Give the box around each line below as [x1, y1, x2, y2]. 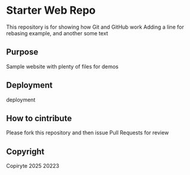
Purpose [6, 47, 39, 57]
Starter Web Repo [6, 4, 96, 17]
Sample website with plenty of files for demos [6, 63, 119, 70]
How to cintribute [6, 113, 72, 123]
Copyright [6, 146, 45, 156]
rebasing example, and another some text [6, 29, 108, 36]
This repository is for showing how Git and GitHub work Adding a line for [6, 23, 185, 30]
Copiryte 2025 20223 [6, 162, 60, 170]
